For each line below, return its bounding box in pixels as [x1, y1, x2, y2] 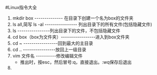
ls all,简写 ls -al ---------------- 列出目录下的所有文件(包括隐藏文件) [12, 22, 152, 27]
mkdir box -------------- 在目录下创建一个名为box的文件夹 [12, 15, 134, 21]
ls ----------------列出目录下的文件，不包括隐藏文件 [12, 28, 121, 34]
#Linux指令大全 [5, 5, 37, 10]
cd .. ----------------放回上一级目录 [12, 47, 87, 52]
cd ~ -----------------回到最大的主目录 [12, 40, 93, 46]
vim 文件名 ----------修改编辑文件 [12, 53, 83, 59]
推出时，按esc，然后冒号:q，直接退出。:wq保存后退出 [20, 59, 132, 65]
